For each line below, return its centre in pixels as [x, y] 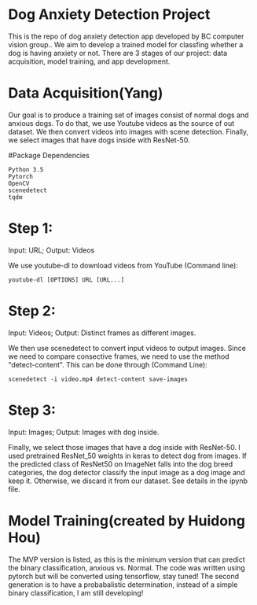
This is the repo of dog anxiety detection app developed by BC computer [126, 36]
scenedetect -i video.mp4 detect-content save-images [98, 379]
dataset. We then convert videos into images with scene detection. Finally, [128, 131]
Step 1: [31, 229]
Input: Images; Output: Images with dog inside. [84, 432]
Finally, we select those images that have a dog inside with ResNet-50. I [125, 447]
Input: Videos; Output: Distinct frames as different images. [102, 333]
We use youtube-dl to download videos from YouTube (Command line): [123, 265]
